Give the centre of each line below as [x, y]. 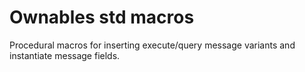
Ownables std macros [102, 17]
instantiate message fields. [65, 55]
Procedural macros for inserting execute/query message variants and [152, 45]
